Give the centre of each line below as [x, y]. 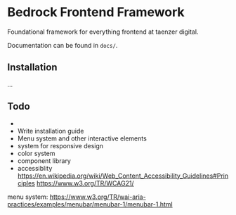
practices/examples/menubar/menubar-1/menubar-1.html [90, 204]
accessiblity [35, 168]
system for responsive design [60, 145]
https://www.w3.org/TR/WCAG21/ [85, 183]
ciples [26, 183]
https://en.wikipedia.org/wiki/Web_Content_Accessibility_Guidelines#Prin [123, 176]
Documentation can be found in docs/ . [63, 45]
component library [44, 161]
